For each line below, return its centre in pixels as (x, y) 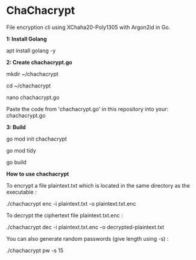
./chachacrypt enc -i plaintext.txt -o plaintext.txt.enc (71, 203)
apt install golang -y (31, 50)
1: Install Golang (27, 39)
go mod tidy (21, 150)
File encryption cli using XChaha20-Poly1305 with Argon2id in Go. (88, 27)
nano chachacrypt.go (33, 97)
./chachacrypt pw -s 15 (35, 250)
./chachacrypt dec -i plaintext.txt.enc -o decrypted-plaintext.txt (85, 227)
